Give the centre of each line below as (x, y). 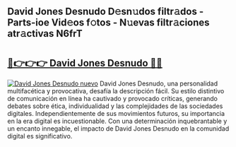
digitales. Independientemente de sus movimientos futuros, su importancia (116, 113)
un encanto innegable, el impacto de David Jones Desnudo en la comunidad (118, 129)
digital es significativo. (40, 136)
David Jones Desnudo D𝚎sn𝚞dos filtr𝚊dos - (106, 12)
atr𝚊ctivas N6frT (45, 34)
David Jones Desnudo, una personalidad (159, 83)
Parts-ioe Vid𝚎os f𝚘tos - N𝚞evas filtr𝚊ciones (108, 23)
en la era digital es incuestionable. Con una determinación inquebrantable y (117, 121)
